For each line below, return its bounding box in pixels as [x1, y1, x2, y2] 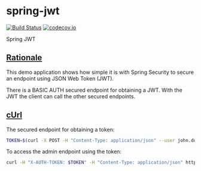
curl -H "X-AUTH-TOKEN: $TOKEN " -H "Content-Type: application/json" [6, 160, 184, 166]
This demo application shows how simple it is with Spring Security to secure [6, 69, 194, 76]
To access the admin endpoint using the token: [6, 148, 121, 156]
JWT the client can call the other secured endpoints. [6, 92, 136, 100]
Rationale [6, 52, 42, 63]
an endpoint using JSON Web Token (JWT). [6, 74, 114, 82]
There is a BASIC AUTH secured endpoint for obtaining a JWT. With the [6, 86, 182, 94]
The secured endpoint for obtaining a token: [6, 126, 115, 133]
